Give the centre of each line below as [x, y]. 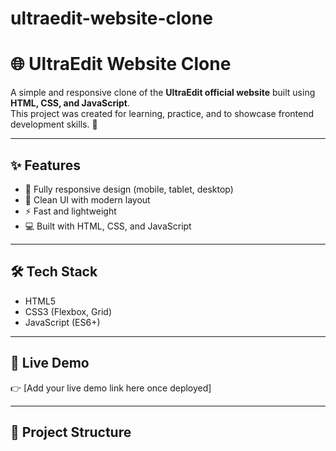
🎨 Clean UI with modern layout [87, 199]
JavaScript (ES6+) [62, 322]
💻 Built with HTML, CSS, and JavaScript [108, 226]
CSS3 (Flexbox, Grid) [68, 311]
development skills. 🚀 [54, 124]
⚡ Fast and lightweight [70, 211]
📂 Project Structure [71, 432]
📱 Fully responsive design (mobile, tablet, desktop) [129, 189]
